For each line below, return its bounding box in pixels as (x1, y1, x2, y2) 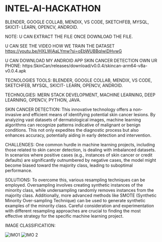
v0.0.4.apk (5, 68, 27, 73)
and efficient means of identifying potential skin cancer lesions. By (22, 111, 156, 117)
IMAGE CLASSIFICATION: (5, 222, 56, 228)
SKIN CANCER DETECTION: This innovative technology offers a (5, 106, 132, 112)
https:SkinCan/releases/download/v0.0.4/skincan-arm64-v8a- (22, 63, 148, 69)
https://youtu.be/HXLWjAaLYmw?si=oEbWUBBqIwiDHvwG (5, 48, 122, 54)
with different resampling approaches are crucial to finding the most (5, 207, 141, 214)
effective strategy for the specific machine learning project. (5, 213, 124, 219)
